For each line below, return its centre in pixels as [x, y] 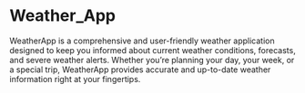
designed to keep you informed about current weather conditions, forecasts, [152, 50]
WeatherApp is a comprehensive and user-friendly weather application [142, 41]
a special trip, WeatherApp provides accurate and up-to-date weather [140, 70]
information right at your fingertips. [75, 79]
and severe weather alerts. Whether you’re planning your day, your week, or [152, 60]
